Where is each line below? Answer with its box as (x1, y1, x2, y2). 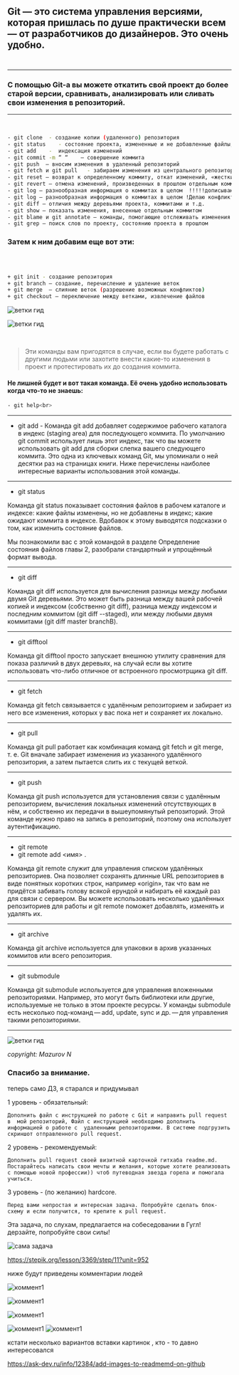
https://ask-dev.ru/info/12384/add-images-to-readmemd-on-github (7, 1359, 206, 1368)
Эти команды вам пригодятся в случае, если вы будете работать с (24, 347, 229, 356)
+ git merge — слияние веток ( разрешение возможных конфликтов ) (7, 286, 205, 294)
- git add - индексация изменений (7, 147, 122, 154)
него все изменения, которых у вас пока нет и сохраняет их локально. (7, 708, 223, 717)
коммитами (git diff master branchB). (7, 617, 119, 626)
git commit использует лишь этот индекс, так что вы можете (17, 437, 201, 446)
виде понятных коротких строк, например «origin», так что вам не (7, 879, 210, 888)
